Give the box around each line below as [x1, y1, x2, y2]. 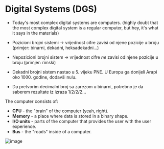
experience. [12, 124, 37, 129]
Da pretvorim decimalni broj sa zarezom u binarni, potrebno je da [12, 83, 143, 89]
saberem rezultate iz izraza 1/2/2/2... [12, 89, 87, 95]
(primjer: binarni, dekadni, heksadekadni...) [12, 45, 99, 50]
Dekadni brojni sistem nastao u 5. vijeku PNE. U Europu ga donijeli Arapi [12, 69, 158, 74]
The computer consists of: [5, 98, 58, 104]
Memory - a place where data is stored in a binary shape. [12, 113, 129, 119]
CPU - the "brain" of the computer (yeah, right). [12, 108, 109, 114]
